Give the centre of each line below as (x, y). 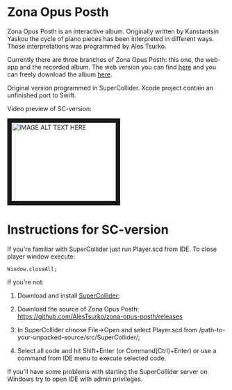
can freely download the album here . (60, 74)
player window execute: (41, 256)
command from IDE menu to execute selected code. (92, 358)
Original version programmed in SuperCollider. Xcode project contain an (110, 88)
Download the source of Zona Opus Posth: (78, 309)
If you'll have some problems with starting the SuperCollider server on (107, 371)
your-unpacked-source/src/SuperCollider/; (78, 337)
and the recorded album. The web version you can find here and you (118, 67)
